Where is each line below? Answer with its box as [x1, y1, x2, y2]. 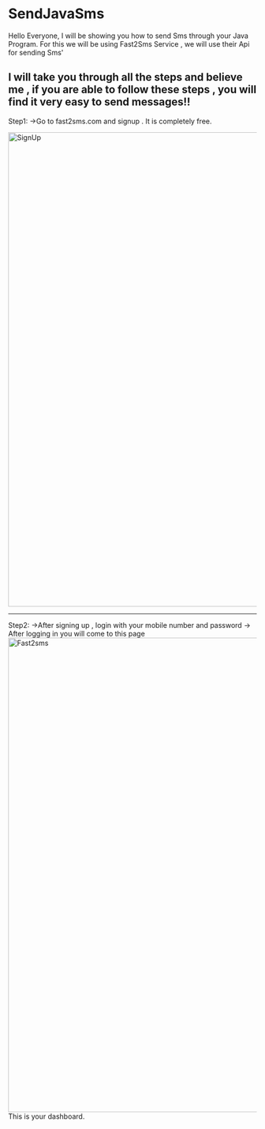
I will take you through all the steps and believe [8, 70, 243, 84]
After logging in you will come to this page [8, 629, 146, 638]
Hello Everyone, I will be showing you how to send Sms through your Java [8, 31, 248, 40]
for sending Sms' [8, 47, 64, 57]
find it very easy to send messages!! [8, 96, 191, 109]
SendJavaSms [8, 5, 105, 23]
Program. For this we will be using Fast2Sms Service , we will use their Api [8, 39, 250, 48]
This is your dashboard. [8, 1112, 85, 1121]
